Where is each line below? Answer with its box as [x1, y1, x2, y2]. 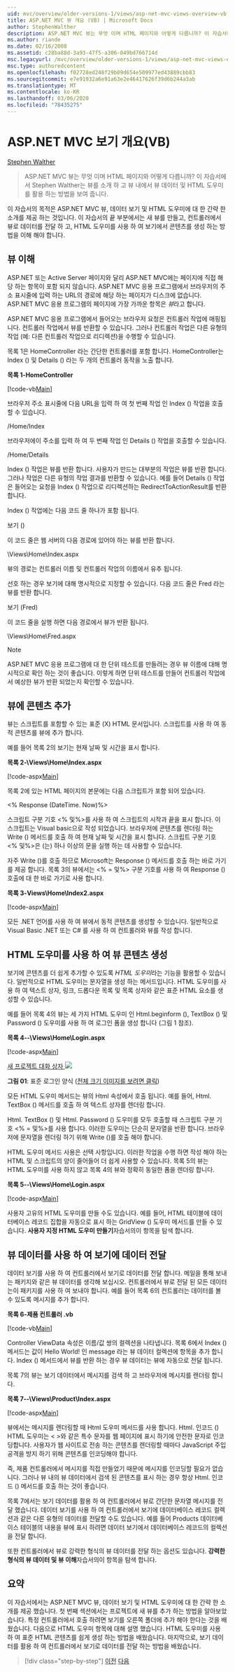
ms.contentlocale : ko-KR [7, 88, 80, 95]
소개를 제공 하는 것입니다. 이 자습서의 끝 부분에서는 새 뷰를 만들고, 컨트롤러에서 [7, 213, 222, 222]
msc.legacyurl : [7, 56, 52, 63]
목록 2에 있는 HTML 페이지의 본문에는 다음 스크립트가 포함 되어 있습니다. [7, 787, 206, 795]
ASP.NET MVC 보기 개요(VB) [7, 134, 171, 150]
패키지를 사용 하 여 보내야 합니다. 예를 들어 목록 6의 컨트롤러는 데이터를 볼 [20, 1286, 222, 1295]
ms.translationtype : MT [7, 82, 77, 89]
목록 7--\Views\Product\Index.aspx [7, 1395, 111, 1403]
